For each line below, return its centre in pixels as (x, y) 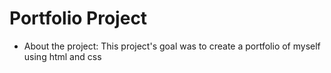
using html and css (62, 56)
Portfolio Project (78, 18)
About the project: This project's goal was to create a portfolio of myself (172, 46)
